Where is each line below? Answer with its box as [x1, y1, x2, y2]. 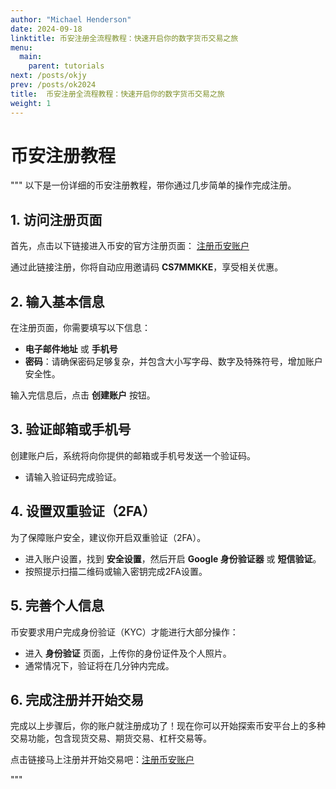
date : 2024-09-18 [10, 24, 83, 34]
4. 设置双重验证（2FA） [10, 503, 157, 520]
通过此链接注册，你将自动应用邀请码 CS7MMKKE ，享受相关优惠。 [10, 261, 284, 273]
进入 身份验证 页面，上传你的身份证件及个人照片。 [24, 647, 232, 659]
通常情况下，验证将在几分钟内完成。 [24, 659, 175, 671]
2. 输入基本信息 [10, 293, 105, 310]
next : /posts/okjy [10, 71, 87, 81]
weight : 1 [10, 98, 52, 108]
